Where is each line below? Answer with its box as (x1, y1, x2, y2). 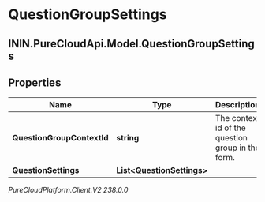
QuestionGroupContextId (12, 133, 109, 144)
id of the (215, 122, 246, 133)
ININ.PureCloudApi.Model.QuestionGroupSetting (8, 37, 255, 50)
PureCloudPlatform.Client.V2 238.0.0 (8, 185, 129, 195)
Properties (8, 76, 62, 89)
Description (215, 99, 260, 110)
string (116, 133, 140, 144)
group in (215, 142, 247, 153)
